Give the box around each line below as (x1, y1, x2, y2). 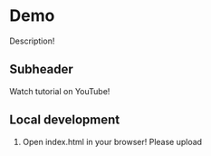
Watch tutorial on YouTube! (9, 85, 110, 96)
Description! (9, 35, 55, 46)
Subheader (9, 62, 74, 77)
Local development (9, 112, 120, 128)
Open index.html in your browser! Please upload (22, 136, 202, 147)
